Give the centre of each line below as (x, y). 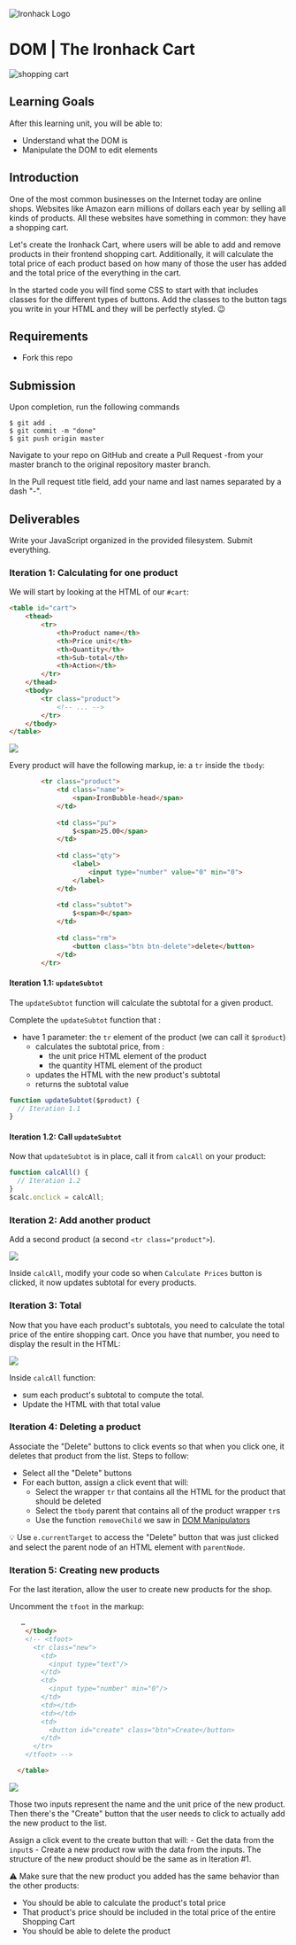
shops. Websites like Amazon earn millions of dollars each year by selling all (148, 208)
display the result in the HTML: (65, 1343)
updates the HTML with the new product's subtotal (128, 1074)
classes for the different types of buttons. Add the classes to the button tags (148, 299)
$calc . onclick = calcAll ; (57, 1198)
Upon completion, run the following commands (95, 407)
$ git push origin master (57, 439)
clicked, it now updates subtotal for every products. (103, 1283)
